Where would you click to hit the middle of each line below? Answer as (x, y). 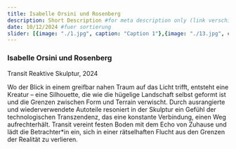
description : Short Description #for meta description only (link (106, 20)
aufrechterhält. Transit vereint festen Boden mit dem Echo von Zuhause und (117, 124)
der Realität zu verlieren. (43, 139)
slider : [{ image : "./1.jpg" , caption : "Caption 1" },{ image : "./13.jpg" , (116, 33)
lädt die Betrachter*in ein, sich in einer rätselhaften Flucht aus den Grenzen (116, 131)
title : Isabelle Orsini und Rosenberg (64, 14)
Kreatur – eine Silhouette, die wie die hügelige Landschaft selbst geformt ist (117, 94)
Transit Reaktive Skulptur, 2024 (53, 73)
